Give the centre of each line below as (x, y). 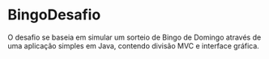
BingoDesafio (54, 15)
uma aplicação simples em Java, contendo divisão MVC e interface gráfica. (134, 45)
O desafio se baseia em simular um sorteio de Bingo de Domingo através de (134, 37)
